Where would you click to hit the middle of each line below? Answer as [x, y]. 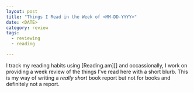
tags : [13, 33]
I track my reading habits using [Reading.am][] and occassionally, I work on [97, 65]
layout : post [22, 11]
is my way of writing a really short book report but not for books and [88, 78]
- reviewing [26, 38]
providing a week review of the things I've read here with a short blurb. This [97, 71]
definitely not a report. [33, 84]
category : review [27, 28]
